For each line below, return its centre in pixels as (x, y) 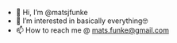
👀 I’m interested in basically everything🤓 (82, 21)
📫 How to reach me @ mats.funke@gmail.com (92, 30)
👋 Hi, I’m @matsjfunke (52, 12)
